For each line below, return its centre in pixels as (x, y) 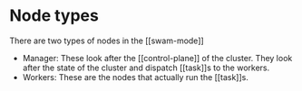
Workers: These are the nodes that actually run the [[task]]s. (136, 77)
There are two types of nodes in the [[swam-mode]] (107, 41)
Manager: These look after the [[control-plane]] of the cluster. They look (157, 58)
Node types (54, 16)
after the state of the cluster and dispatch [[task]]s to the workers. (146, 68)
